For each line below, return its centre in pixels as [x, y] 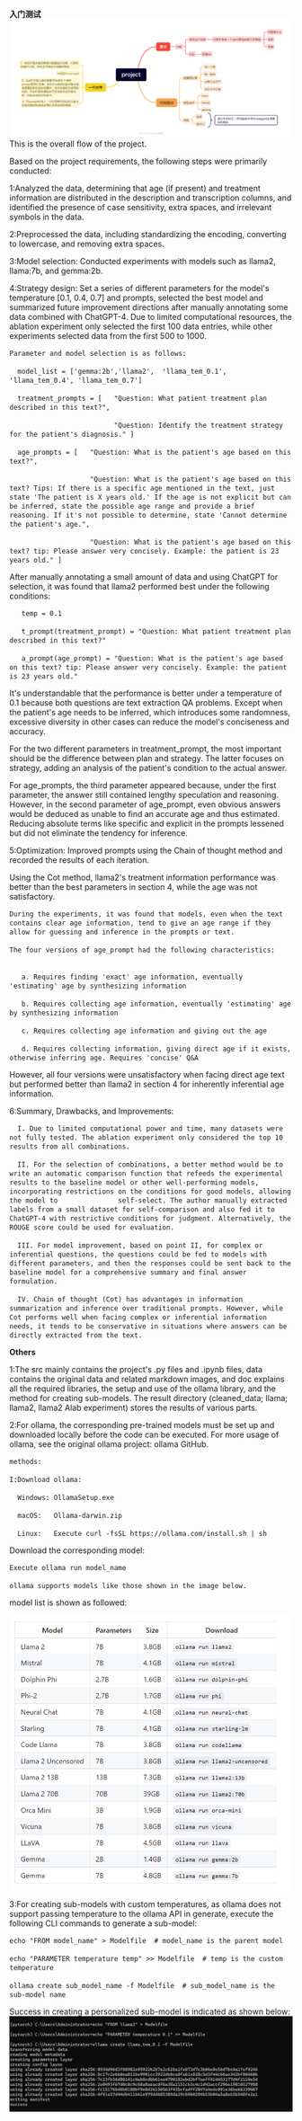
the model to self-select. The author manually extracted [148, 1201]
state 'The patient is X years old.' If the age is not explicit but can [151, 498]
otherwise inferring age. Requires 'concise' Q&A [104, 1058]
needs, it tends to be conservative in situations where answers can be [148, 1327]
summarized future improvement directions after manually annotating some [149, 307]
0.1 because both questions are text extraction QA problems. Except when [146, 703]
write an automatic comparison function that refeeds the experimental [146, 1174]
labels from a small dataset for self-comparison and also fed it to [142, 1210]
